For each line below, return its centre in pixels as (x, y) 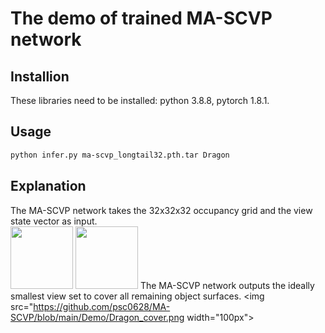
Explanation (48, 186)
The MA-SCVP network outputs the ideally (227, 285)
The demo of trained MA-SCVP (141, 18)
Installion (40, 76)
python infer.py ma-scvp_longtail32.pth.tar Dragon (120, 155)
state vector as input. (54, 221)
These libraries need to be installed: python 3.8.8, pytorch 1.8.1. (140, 100)
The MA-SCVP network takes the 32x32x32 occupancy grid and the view (161, 210)
